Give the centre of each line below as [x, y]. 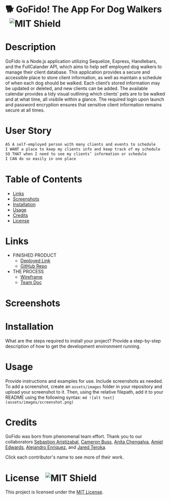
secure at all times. [25, 110]
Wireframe [31, 277]
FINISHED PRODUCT [35, 255]
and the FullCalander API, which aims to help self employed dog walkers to [83, 67]
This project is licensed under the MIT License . [54, 492]
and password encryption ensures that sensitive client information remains [83, 105]
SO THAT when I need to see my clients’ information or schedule [76, 154]
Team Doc [31, 282]
